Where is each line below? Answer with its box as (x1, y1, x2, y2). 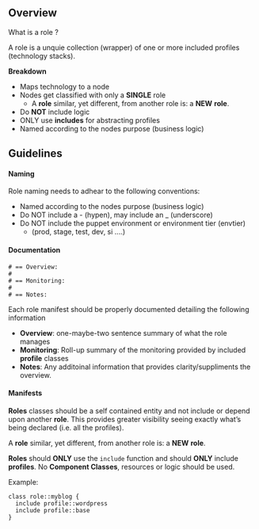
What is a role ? (8, 27, 59, 36)
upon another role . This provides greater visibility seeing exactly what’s (8, 414, 242, 424)
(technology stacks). (8, 51, 75, 60)
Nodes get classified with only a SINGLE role (19, 90, 166, 100)
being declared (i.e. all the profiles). (8, 423, 124, 432)
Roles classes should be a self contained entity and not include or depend (8, 405, 251, 415)
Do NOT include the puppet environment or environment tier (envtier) (19, 219, 246, 228)
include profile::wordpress (15, 499, 109, 508)
